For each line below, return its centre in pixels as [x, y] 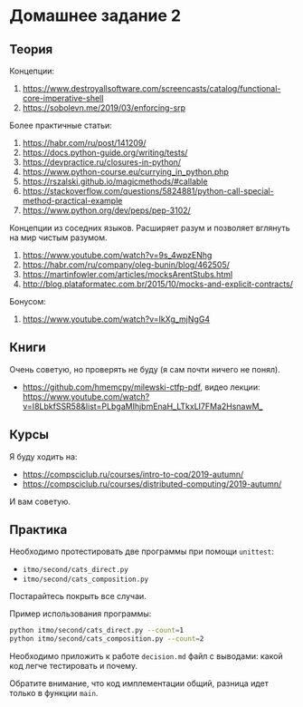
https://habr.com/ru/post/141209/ [84, 143]
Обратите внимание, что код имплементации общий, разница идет [139, 683]
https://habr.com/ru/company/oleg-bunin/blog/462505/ [126, 265]
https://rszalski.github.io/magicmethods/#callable [115, 181]
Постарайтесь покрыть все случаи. [78, 596]
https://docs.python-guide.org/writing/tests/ [105, 152]
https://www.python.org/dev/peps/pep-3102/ [107, 210]
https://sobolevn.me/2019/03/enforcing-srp [104, 108]
